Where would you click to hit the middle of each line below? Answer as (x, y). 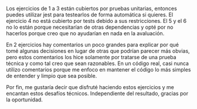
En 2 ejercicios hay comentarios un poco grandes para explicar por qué (92, 45)
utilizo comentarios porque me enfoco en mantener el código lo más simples (98, 69)
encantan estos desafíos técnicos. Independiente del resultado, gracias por (97, 93)
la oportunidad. (24, 100)
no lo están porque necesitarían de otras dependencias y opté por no (90, 27)
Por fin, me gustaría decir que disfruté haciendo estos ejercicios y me (90, 87)
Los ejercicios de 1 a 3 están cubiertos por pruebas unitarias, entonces (91, 8)
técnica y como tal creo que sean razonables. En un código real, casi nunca (98, 63)
